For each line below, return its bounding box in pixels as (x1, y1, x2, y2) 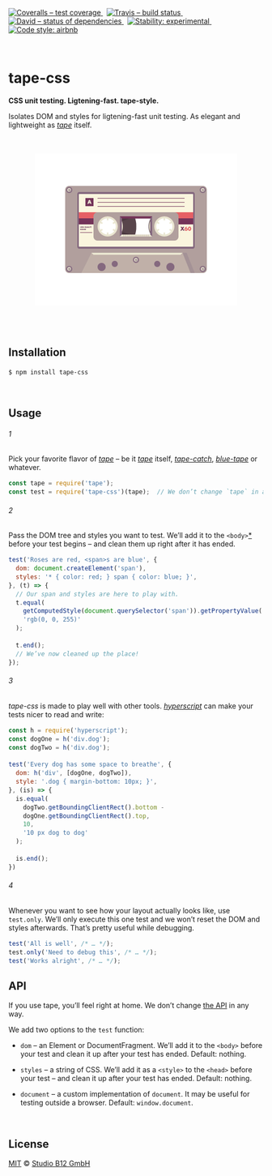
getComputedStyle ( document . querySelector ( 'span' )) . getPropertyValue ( (23, 607, 263, 615)
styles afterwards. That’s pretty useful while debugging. (8, 922, 194, 932)
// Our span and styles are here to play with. (15, 590, 180, 598)
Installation (8, 345, 66, 360)
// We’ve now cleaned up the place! (15, 649, 139, 658)
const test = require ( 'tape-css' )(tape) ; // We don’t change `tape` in (8, 488, 259, 496)
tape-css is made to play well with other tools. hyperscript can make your (8, 701, 253, 711)
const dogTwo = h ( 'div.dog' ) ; (8, 743, 111, 751)
